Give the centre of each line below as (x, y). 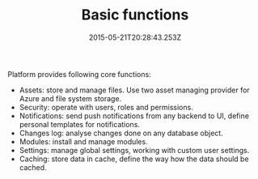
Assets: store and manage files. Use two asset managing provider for (134, 90)
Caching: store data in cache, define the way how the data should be (134, 159)
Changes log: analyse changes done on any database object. (121, 133)
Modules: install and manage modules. (83, 141)
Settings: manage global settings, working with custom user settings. (134, 150)
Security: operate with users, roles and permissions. (106, 107)
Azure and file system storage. (70, 98)
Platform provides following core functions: (79, 74)
